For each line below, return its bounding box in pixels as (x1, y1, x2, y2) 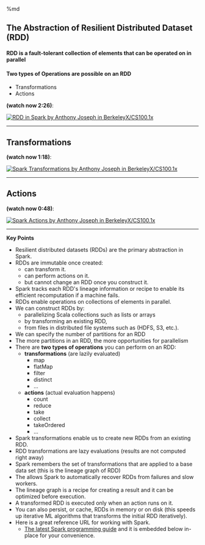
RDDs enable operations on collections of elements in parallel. (15, 298, 172, 305)
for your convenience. (39, 532, 95, 539)
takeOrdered (33, 421, 65, 428)
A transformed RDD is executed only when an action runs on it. (15, 499, 174, 507)
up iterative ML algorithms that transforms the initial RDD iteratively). (15, 512, 187, 519)
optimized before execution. (15, 492, 86, 500)
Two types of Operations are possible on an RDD (6, 70, 132, 77)
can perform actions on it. (24, 272, 90, 279)
